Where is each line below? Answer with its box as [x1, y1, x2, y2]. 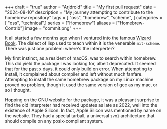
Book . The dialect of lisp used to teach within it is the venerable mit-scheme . [5, 40, 161, 46]
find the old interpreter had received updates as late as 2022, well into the [5, 102, 157, 108]
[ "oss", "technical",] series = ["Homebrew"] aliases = [5, 20, 115, 26]
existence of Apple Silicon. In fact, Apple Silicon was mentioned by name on [5, 107, 162, 113]
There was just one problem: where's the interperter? [5, 46, 115, 51]
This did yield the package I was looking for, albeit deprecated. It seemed [5, 61, 156, 66]
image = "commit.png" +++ [25, 25, 82, 31]
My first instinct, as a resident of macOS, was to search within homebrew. [5, 55, 157, 61]
